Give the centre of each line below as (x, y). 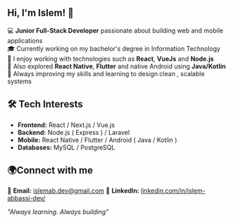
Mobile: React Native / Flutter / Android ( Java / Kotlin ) (97, 140)
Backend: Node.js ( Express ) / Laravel (74, 132)
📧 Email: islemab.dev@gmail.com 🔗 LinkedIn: (73, 191)
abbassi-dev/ (26, 198)
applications (25, 40)
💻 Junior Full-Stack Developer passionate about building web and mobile (115, 30)
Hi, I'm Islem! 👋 (40, 13)
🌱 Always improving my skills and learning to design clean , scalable (106, 73)
